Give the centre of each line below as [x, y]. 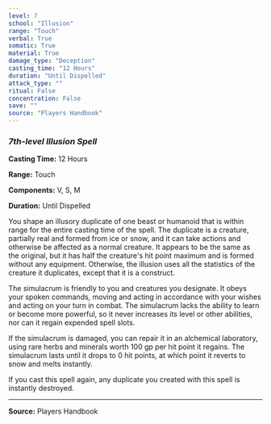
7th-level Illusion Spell [53, 141]
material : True [34, 53]
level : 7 [23, 16]
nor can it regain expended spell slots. [72, 322]
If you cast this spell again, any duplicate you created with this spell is [124, 380]
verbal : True [30, 38]
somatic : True [32, 46]
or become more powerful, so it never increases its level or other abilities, [130, 314]
